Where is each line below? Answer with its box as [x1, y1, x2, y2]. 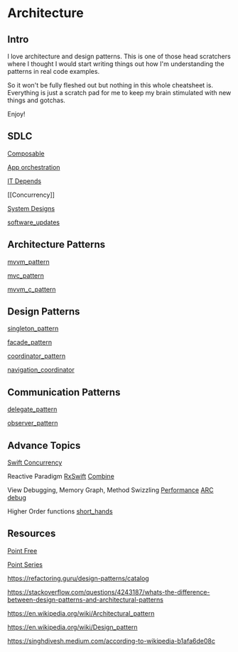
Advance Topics [7, 439, 81, 452]
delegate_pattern [7, 405, 58, 413]
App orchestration [7, 163, 60, 171]
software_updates [7, 218, 60, 227]
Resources [7, 528, 56, 540]
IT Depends [7, 176, 41, 185]
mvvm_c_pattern [7, 285, 56, 293]
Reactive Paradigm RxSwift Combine [7, 472, 115, 481]
